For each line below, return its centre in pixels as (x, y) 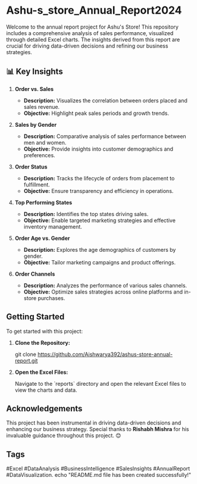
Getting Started (35, 317)
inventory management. (53, 226)
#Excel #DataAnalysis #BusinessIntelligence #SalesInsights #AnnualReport (98, 469)
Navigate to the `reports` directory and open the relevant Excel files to (100, 383)
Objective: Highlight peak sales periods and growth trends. (96, 113)
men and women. (45, 142)
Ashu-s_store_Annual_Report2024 (94, 10)
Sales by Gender (36, 124)
